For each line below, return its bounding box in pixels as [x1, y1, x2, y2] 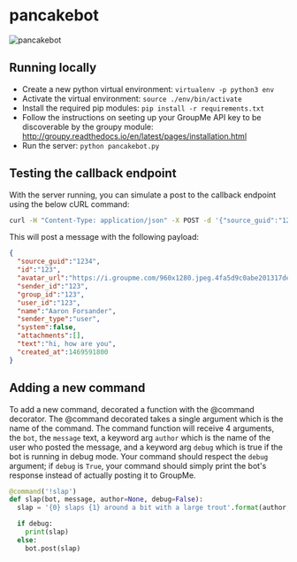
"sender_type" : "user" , [17, 315, 101, 324]
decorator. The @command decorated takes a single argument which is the [9, 413, 284, 424]
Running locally [9, 60, 97, 75]
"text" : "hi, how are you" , [17, 340, 117, 349]
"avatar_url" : [17, 273, 69, 283]
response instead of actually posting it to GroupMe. [9, 470, 196, 481]
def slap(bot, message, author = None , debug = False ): [9, 495, 203, 504]
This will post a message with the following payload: [9, 232, 200, 243]
